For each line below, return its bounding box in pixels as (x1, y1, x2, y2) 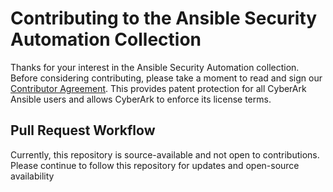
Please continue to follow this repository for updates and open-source (10, 159, 300, 171)
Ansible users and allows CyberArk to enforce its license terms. (10, 93, 272, 105)
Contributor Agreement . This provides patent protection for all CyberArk (10, 82, 307, 94)
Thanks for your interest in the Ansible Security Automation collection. (10, 61, 300, 73)
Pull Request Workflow (10, 122, 156, 139)
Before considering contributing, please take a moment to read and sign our (10, 72, 323, 84)
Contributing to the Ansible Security (10, 7, 318, 30)
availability (10, 170, 55, 182)
